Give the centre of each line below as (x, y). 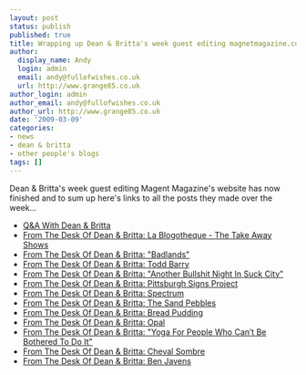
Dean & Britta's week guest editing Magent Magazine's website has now (145, 188)
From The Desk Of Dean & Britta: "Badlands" (106, 254)
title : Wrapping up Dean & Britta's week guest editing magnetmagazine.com (156, 43)
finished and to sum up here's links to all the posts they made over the (141, 198)
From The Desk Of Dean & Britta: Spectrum (103, 293)
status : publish (40, 26)
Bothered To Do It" (57, 341)
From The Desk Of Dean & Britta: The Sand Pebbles (119, 303)
